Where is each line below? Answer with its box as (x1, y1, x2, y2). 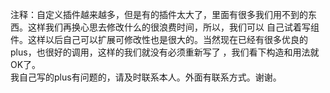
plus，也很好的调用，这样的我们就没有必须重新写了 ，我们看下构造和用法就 (10, 46, 320, 58)
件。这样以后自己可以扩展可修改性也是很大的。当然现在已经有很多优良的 (10, 34, 308, 45)
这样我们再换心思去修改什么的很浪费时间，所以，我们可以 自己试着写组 (27, 21, 320, 33)
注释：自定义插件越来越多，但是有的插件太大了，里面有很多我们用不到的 (10, 9, 308, 20)
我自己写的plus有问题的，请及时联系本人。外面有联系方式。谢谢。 (10, 71, 282, 83)
